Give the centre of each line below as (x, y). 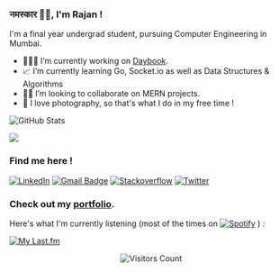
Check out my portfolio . (62, 204)
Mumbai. (26, 43)
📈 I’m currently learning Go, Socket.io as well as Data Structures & (146, 71)
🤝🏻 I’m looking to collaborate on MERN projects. (111, 94)
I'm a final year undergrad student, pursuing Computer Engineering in (138, 34)
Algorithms (43, 84)
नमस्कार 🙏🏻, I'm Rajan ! (56, 14)
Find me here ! (41, 161)
